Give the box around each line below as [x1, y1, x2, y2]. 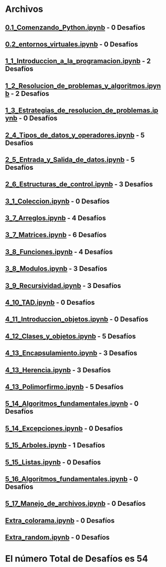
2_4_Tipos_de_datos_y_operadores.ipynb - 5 [5, 131, 145, 140]
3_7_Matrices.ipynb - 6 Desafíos [5, 231, 107, 239]
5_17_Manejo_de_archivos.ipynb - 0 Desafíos [5, 499, 146, 508]
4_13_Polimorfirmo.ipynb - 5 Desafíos [5, 383, 124, 391]
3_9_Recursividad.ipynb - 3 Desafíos [5, 282, 121, 290]
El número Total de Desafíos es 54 [5, 553, 148, 565]
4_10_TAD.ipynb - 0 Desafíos [5, 298, 95, 307]
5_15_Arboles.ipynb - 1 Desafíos [5, 441, 106, 450]
